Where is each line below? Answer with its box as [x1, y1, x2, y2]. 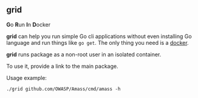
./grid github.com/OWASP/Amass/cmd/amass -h [6, 86, 121, 92]
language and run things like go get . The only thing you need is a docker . [6, 39, 189, 46]
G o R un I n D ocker [6, 21, 51, 28]
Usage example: [6, 74, 47, 81]
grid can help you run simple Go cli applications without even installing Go [6, 33, 193, 40]
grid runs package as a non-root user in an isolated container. [6, 51, 162, 58]
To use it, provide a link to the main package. [6, 62, 118, 70]
